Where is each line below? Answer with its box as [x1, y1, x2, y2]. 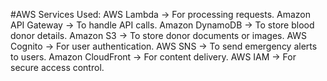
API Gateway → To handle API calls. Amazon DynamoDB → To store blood [10, 19, 315, 31]
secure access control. [10, 62, 105, 73]
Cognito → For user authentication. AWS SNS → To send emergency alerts [10, 40, 318, 52]
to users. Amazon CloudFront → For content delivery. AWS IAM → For [10, 51, 297, 63]
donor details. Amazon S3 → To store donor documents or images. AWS [10, 30, 308, 41]
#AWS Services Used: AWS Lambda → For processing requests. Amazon [10, 9, 312, 20]
